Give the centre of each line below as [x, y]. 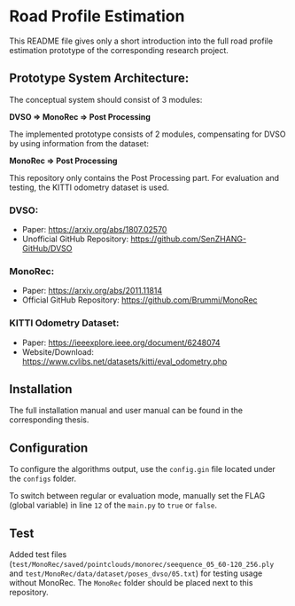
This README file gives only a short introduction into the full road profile [141, 41]
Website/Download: [58, 351]
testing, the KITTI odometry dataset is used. [89, 187]
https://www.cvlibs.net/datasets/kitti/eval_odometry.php [124, 361]
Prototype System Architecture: [99, 79]
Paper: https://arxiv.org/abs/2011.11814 [92, 291]
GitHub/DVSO [47, 248]
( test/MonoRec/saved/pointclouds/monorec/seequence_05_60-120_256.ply [142, 564]
